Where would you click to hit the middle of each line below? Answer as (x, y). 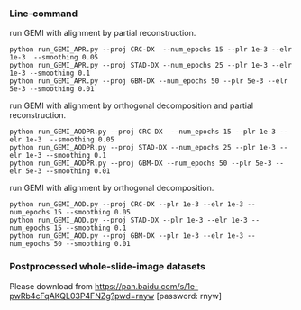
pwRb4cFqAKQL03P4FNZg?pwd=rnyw (82, 296)
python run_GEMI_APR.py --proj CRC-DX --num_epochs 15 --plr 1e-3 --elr (151, 50)
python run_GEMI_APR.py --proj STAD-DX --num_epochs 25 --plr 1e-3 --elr (151, 66)
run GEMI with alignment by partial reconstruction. (103, 33)
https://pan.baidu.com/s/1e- (146, 286)
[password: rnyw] (189, 296)
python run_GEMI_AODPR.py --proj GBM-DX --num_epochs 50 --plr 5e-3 (141, 164)
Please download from (51, 286)
